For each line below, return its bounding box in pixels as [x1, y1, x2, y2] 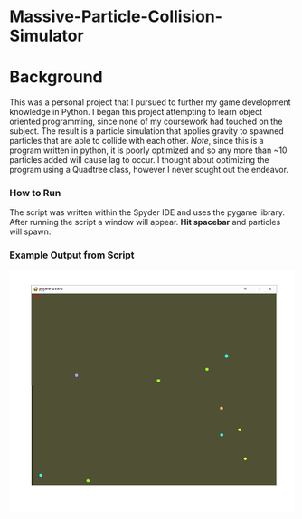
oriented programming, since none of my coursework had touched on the [9, 116, 283, 127]
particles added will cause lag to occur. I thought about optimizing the [9, 155, 269, 165]
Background [9, 67, 103, 88]
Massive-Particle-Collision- [9, 6, 223, 27]
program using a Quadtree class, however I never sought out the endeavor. [9, 165, 289, 175]
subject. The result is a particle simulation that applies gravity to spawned [9, 126, 285, 137]
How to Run [9, 187, 61, 200]
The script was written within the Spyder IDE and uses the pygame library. [9, 207, 286, 218]
